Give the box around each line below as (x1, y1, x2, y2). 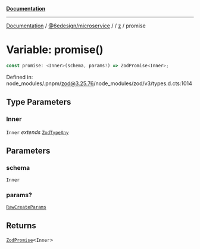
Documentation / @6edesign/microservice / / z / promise (6, 22, 146, 29)
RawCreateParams (6, 204, 46, 210)
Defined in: (6, 73, 33, 80)
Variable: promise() (6, 43, 104, 57)
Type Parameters (6, 97, 71, 107)
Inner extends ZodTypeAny (6, 128, 69, 136)
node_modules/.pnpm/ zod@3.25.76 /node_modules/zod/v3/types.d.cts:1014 (6, 80, 192, 87)
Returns (6, 220, 37, 231)
